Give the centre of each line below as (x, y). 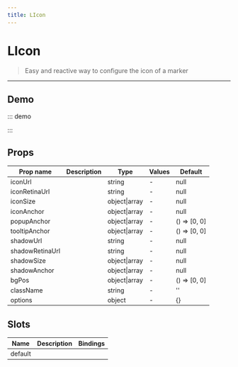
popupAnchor (30, 221)
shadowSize (28, 260)
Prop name (35, 171)
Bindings (91, 343)
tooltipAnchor (30, 231)
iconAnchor (27, 211)
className (27, 290)
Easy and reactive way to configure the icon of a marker (107, 70)
